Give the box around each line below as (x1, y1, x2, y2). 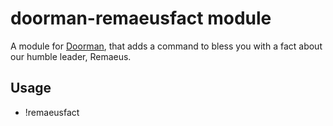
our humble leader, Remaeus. (10, 50, 132, 62)
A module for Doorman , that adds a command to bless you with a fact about (10, 40, 323, 52)
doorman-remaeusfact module (10, 7, 272, 30)
